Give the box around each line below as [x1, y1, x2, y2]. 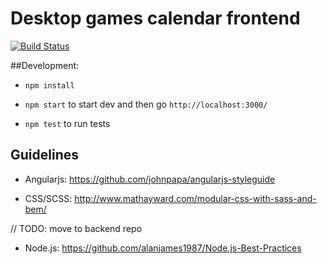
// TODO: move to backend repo [10, 222, 143, 234]
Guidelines [10, 147, 79, 164]
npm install [24, 80, 75, 91]
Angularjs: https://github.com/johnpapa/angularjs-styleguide [24, 173, 276, 185]
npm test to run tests [24, 117, 111, 129]
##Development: [10, 59, 80, 71]
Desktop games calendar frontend [10, 7, 301, 30]
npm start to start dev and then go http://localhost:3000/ [24, 98, 268, 110]
